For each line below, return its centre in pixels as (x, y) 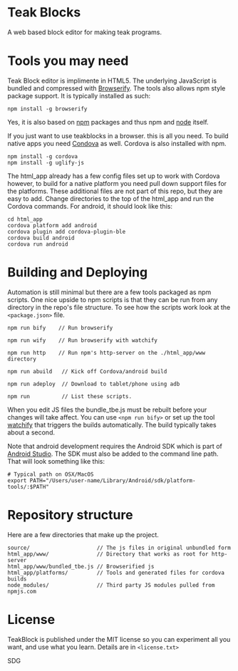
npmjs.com (22, 591)
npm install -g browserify (47, 109)
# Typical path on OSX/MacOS (51, 474)
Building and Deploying (78, 272)
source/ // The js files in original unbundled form (119, 548)
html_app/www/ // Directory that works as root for (108, 554)
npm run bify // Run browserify (60, 328)
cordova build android (41, 238)
